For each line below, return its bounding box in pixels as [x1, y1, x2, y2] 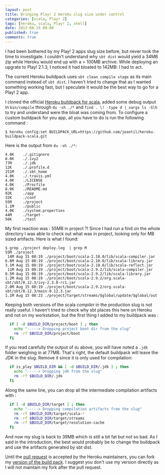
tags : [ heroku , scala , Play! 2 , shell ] [5, 21, 87, 26]
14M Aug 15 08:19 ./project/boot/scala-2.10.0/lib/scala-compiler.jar [7, 254, 155, 259]
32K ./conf [5, 195, 36, 200]
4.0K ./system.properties [5, 208, 65, 213]
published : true [5, 30, 38, 35]
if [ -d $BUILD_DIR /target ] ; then [9, 402, 85, 407]
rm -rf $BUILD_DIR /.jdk [14, 374, 63, 379]
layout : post [5, 7, 32, 12]
